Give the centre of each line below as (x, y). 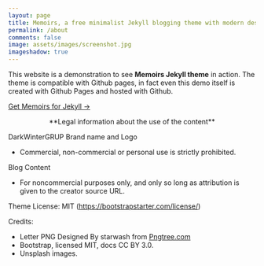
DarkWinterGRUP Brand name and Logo (73, 137)
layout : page (29, 15)
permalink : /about (38, 30)
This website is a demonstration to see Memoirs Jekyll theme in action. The (132, 74)
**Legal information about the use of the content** (132, 122)
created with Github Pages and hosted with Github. (91, 91)
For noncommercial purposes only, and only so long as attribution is (129, 183)
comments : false (35, 37)
